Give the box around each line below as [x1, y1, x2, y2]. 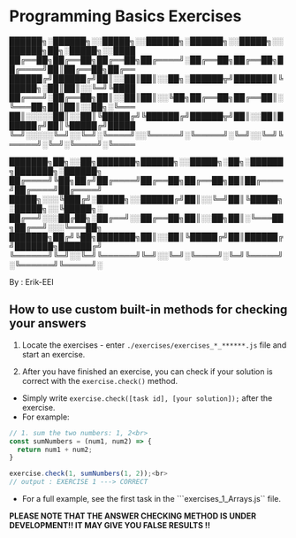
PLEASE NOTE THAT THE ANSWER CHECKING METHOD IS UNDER [9, 511, 256, 521]
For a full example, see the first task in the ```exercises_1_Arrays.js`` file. [21, 494, 281, 503]
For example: [21, 411, 70, 422]
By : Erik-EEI [9, 276, 55, 287]
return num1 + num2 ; [17, 445, 93, 454]
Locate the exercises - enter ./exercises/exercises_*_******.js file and [21, 339, 287, 350]
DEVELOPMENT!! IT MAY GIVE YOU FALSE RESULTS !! [9, 520, 210, 530]
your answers [9, 316, 87, 331]
